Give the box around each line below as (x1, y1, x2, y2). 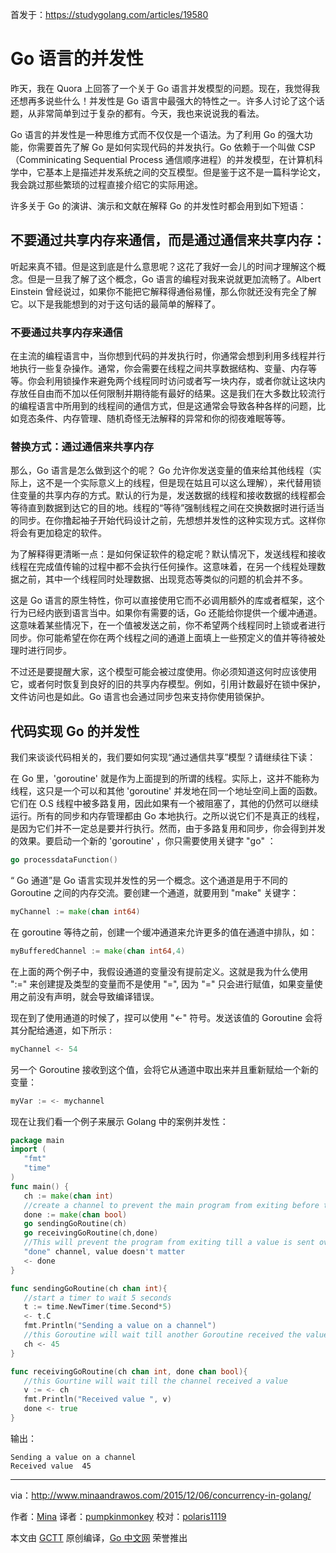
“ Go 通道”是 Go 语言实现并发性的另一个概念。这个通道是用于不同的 (10, 874, 288, 887)
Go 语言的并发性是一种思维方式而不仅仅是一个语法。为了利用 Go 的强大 (10, 128, 305, 140)
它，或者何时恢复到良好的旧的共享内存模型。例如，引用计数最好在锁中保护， (10, 678, 326, 690)
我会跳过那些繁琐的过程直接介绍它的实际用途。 (10, 178, 203, 190)
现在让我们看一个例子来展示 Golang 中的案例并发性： (10, 1115, 229, 1127)
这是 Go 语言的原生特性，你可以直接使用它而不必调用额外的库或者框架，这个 (10, 594, 325, 607)
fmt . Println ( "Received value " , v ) (23, 1394, 172, 1405)
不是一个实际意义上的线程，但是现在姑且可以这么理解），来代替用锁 (44, 477, 322, 489)
